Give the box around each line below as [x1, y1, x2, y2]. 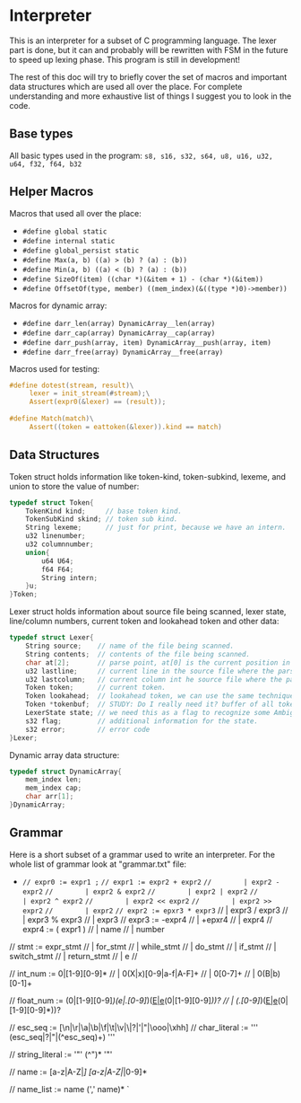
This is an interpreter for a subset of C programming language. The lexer [9, 35, 278, 46]
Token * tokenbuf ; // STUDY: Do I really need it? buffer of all [25, 700, 275, 710]
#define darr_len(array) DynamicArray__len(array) [21, 319, 216, 328]
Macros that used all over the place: [9, 207, 142, 218]
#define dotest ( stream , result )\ [9, 381, 134, 390]
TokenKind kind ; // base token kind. [25, 507, 182, 516]
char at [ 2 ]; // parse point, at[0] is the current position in [25, 657, 291, 667]
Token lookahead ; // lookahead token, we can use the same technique [25, 692, 295, 701]
